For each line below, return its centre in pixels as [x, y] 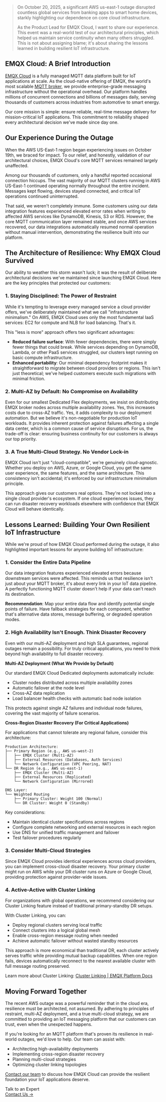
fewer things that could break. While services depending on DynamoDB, [86, 347]
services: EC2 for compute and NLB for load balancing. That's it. [71, 322]
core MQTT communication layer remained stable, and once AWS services [81, 221]
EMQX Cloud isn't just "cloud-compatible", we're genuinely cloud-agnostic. [82, 463]
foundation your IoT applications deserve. [47, 1080]
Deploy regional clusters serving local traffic [57, 925]
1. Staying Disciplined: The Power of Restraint [61, 296]
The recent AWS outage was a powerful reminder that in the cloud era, [77, 1003]
